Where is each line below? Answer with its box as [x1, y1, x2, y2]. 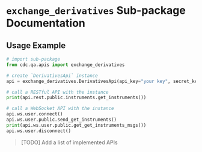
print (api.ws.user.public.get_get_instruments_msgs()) [6, 122, 147, 128]
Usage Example [6, 40, 66, 50]
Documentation [6, 16, 86, 30]
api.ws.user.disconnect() [6, 127, 71, 134]
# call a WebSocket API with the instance [6, 106, 114, 112]
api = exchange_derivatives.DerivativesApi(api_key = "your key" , [6, 78, 171, 84]
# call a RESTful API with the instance [6, 89, 109, 95]
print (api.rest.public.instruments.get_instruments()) [6, 94, 147, 101]
